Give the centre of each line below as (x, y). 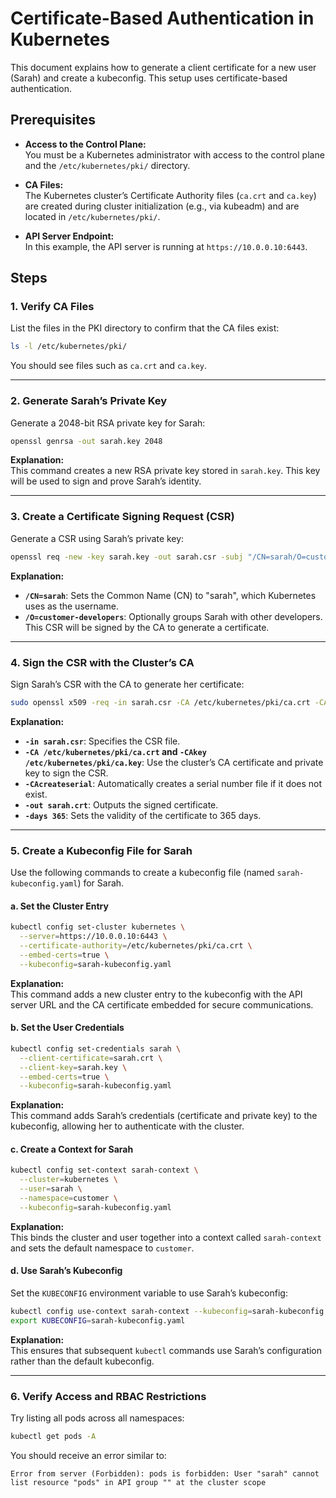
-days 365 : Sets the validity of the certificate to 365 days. (143, 815)
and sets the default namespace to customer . (102, 1248)
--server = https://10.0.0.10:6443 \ (93, 937)
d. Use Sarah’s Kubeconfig (66, 1271)
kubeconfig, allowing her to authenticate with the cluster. (127, 1126)
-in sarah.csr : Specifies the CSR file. (102, 741)
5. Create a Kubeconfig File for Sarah (101, 850)
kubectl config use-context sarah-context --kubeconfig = (131, 1312)
